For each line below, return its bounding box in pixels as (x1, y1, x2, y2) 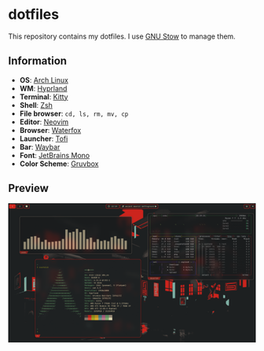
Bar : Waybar (19, 142, 60, 151)
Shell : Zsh (19, 100, 53, 109)
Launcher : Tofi (19, 134, 68, 143)
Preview (8, 182, 49, 195)
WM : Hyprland (19, 83, 68, 93)
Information (8, 54, 68, 68)
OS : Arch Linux (19, 75, 69, 84)
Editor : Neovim (19, 116, 69, 127)
